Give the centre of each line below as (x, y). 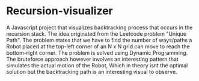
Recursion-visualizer (60, 11)
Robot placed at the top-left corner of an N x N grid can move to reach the (98, 46)
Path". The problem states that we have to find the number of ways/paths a (99, 40)
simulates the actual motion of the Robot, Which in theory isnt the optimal (97, 65)
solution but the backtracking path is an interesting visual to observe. (92, 71)
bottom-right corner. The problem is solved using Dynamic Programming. (97, 52)
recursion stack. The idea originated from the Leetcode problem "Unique (96, 33)
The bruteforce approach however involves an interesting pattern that (93, 59)
